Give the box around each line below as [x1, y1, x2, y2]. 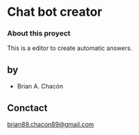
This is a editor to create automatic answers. [7, 44, 132, 52]
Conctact [7, 102, 48, 114]
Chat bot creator [7, 4, 103, 20]
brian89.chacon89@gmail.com [7, 121, 94, 129]
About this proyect [7, 29, 71, 38]
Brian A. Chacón [16, 82, 64, 90]
